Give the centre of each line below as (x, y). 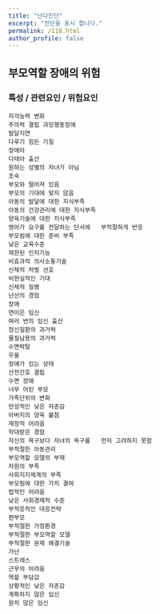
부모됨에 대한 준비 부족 (41, 235)
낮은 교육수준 (27, 244)
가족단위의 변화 (29, 398)
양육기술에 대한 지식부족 (42, 219)
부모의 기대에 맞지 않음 (41, 193)
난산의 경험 (24, 295)
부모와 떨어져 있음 (34, 184)
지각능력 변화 (27, 116)
